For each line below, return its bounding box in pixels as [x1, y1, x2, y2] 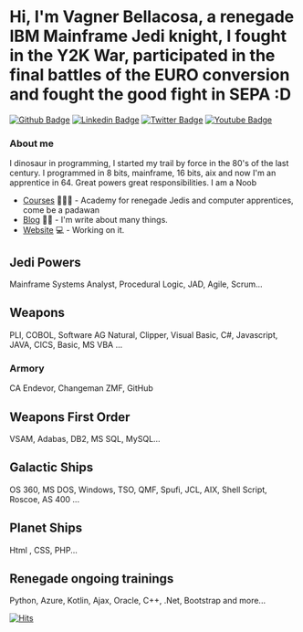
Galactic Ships [9, 459, 94, 476]
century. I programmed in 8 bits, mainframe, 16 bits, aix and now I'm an [9, 167, 277, 179]
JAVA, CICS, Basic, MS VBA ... [9, 339, 123, 350]
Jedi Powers [9, 254, 82, 270]
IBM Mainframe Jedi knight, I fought [9, 26, 287, 47]
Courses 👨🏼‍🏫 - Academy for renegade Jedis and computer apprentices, [22, 195, 294, 206]
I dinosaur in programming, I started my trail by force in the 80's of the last [9, 158, 289, 169]
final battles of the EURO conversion [9, 65, 290, 86]
